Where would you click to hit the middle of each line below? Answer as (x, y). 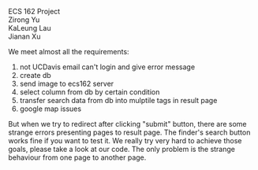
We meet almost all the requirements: (69, 52)
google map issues (50, 109)
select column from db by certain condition (90, 92)
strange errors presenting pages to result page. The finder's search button (129, 132)
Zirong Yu (24, 20)
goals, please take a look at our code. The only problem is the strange (122, 149)
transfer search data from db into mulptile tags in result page (118, 100)
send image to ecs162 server (67, 83)
